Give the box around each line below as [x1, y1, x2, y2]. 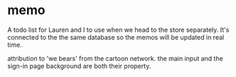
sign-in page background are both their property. [7, 61, 151, 70]
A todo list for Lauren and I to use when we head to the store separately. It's [7, 25, 230, 34]
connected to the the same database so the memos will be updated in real [7, 32, 225, 41]
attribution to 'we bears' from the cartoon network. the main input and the [7, 54, 224, 62]
